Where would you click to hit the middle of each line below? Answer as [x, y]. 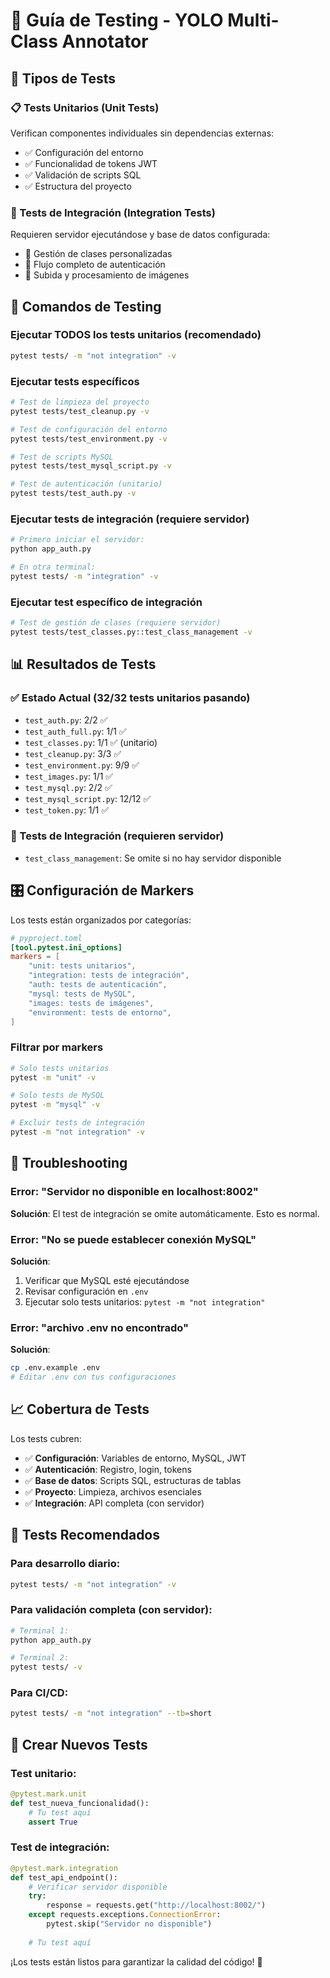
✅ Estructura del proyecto [78, 186]
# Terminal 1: [40, 1630]
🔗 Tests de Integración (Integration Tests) [113, 212]
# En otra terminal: [53, 567]
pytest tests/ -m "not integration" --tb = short [111, 1714]
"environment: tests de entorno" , [100, 1012]
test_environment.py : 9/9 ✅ [82, 765]
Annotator [105, 41]
